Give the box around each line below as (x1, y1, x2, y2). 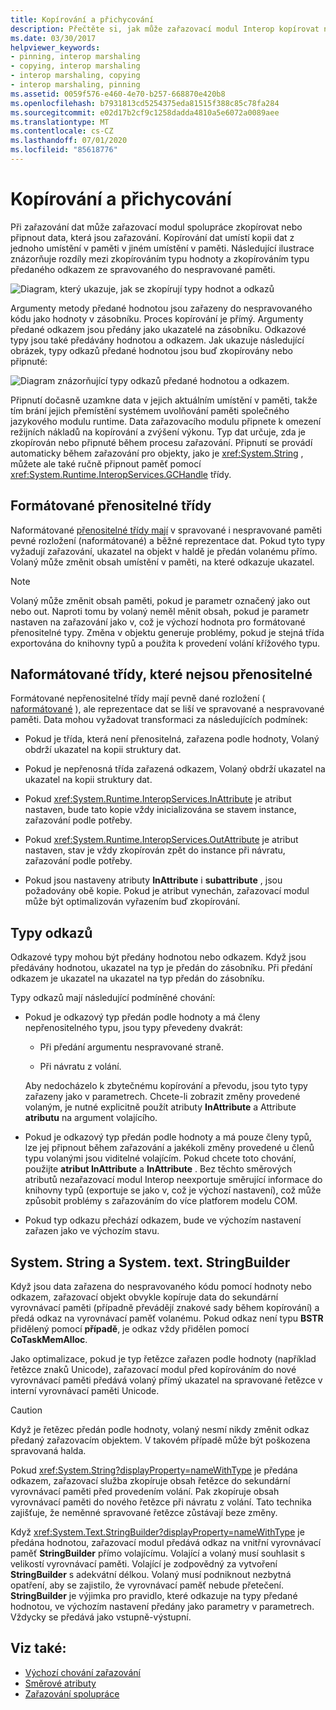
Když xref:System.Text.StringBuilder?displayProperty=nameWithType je (10, 1526, 305, 1538)
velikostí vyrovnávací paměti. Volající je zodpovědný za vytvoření (10, 1558, 278, 1570)
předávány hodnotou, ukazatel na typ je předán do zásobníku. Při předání (10, 962, 313, 974)
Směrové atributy (24, 1677, 97, 1689)
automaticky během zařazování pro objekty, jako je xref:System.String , (10, 447, 304, 459)
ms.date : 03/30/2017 (10, 33, 97, 43)
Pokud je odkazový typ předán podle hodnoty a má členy (24, 1011, 261, 1023)
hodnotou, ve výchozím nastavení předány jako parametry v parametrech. (10, 1601, 315, 1613)
